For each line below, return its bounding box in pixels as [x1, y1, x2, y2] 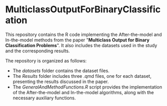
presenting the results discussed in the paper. [12, 78, 109, 84]
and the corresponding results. [5, 48, 70, 54]
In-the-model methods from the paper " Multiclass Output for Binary [5, 37, 150, 43]
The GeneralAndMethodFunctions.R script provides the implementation [12, 83, 162, 90]
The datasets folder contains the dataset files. [12, 68, 109, 74]
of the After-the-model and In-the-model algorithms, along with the [12, 89, 154, 95]
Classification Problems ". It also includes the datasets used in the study [5, 42, 157, 48]
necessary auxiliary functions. [12, 95, 76, 101]
